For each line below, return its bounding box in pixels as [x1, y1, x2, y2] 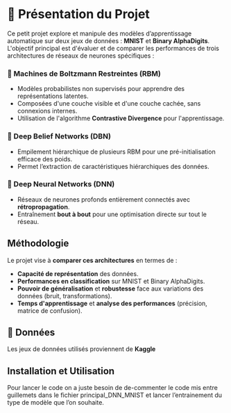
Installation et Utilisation [7, 365, 115, 377]
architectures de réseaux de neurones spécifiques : [7, 51, 155, 60]
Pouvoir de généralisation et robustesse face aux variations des [17, 284, 204, 293]
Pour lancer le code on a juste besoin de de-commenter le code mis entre [7, 384, 219, 392]
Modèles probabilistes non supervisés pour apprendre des [17, 85, 185, 93]
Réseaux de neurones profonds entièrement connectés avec [17, 195, 191, 204]
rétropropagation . [17, 202, 70, 211]
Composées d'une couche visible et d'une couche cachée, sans [17, 99, 201, 108]
